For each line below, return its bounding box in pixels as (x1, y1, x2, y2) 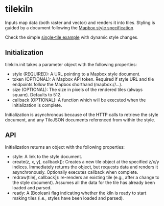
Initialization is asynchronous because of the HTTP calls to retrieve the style (5, 112, 159, 117)
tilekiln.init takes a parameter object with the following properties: (5, 61, 137, 67)
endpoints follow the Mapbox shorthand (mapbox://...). (12, 81, 122, 87)
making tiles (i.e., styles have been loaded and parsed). (12, 195, 124, 201)
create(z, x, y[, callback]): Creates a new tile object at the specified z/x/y (12, 159, 159, 164)
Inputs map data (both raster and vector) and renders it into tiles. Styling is (5, 20, 155, 25)
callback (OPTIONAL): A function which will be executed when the (12, 97, 146, 103)
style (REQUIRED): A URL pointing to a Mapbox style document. (12, 71, 141, 77)
